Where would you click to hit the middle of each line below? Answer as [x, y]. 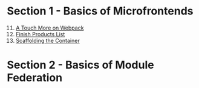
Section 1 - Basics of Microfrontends [100, 11]
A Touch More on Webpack [50, 28]
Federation [35, 78]
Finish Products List [40, 34]
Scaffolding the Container [48, 40]
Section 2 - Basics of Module [80, 65]
